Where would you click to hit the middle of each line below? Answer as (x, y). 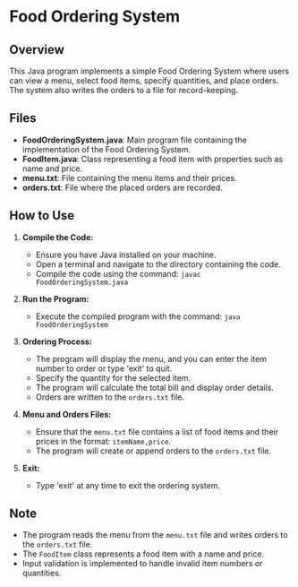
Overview (37, 50)
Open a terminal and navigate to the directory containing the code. (158, 264)
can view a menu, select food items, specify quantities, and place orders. (144, 81)
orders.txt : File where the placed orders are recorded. (123, 187)
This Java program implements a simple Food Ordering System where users (149, 71)
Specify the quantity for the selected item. (113, 377)
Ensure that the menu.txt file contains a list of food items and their (157, 431)
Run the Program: (55, 298)
